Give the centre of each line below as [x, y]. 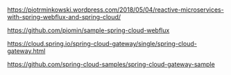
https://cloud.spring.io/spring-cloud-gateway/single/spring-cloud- [102, 44]
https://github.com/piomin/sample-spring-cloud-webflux [88, 30]
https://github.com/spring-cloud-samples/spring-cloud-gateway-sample [111, 65]
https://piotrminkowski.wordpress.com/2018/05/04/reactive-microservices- [115, 10]
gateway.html [26, 51]
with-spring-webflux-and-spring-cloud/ [64, 17]
